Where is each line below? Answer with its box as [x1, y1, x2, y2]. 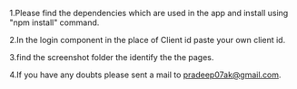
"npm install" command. [9, 17, 100, 28]
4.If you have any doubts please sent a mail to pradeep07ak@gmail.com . [9, 69, 282, 80]
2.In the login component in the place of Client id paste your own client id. [9, 35, 286, 45]
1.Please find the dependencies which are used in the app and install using [9, 8, 289, 18]
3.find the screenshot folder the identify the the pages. [9, 52, 214, 62]
